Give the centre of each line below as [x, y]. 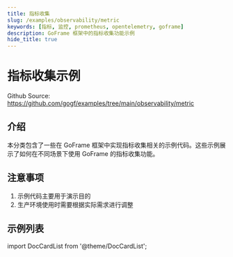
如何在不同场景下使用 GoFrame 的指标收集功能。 [89, 153]
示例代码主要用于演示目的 [54, 196]
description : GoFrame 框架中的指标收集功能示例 [71, 33]
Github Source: [29, 96]
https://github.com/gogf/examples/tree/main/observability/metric [101, 103]
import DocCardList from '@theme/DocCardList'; [77, 246]
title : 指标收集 [29, 14]
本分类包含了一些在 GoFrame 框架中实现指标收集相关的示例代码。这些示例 [114, 145]
